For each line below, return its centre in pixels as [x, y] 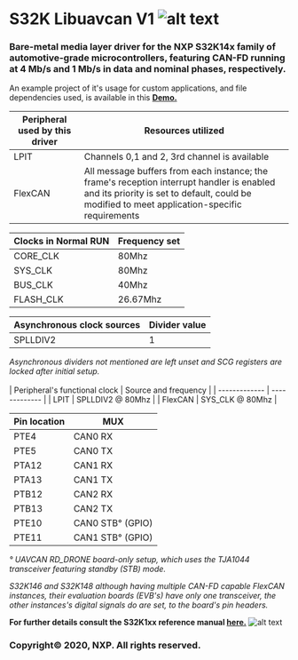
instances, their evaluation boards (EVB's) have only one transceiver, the [143, 596]
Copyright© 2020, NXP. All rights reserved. [105, 646]
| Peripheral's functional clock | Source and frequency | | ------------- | [140, 390]
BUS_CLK [33, 285]
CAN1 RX [93, 465]
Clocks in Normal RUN [62, 242]
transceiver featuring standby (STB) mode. [88, 569]
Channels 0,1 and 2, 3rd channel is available [176, 157]
